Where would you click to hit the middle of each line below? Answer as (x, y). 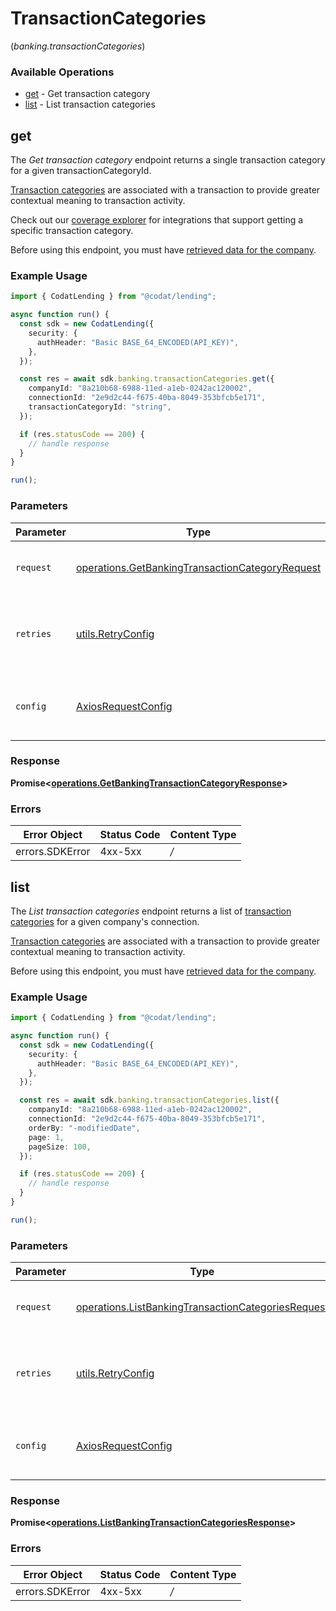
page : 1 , (46, 1137)
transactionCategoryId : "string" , (100, 407)
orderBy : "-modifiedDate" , (84, 1128)
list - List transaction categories (90, 104)
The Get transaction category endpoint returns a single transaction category (168, 160)
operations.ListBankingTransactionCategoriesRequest (202, 1307)
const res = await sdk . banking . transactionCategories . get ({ (147, 379)
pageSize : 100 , (60, 1147)
